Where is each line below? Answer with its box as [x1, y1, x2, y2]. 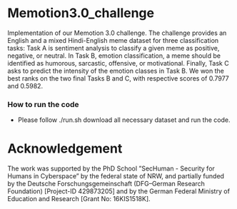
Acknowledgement [7, 141, 123, 157]
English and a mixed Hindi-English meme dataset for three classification [7, 36, 219, 44]
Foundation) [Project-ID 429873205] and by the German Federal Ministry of [7, 187, 231, 195]
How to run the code [7, 99, 80, 109]
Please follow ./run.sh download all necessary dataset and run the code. [17, 116, 231, 124]
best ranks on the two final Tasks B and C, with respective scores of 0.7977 [7, 73, 230, 83]
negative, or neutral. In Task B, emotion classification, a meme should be [7, 51, 221, 60]
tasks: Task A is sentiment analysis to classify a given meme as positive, [7, 44, 220, 52]
